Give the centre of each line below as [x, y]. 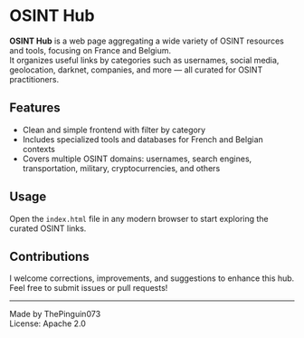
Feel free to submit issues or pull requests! [89, 288]
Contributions [49, 256]
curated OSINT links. [48, 228]
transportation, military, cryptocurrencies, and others [121, 168]
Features [35, 108]
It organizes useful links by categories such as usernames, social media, [144, 60]
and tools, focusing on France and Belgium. [90, 50]
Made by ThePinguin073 [55, 314]
